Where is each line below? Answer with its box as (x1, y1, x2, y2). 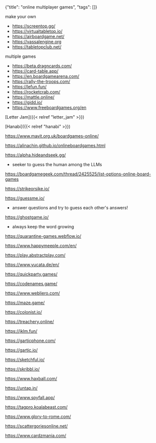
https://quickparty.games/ (5, 271, 58, 277)
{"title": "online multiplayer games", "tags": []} (5, 4, 97, 10)
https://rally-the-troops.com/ (12, 78, 70, 84)
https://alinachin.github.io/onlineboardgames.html (5, 143, 106, 148)
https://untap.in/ (5, 385, 38, 391)
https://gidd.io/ (12, 99, 43, 105)
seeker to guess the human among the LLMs (12, 162, 102, 167)
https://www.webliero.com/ (5, 290, 60, 296)
